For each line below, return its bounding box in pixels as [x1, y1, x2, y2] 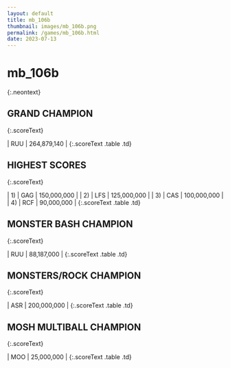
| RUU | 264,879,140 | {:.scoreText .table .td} [7, 139, 132, 148]
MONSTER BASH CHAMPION [7, 218, 133, 230]
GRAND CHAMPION [7, 108, 93, 120]
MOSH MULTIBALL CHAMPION [7, 321, 141, 333]
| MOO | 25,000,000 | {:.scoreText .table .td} [7, 353, 132, 361]
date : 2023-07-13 [7, 36, 57, 43]
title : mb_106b [7, 17, 51, 23]
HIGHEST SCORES [7, 160, 87, 171]
